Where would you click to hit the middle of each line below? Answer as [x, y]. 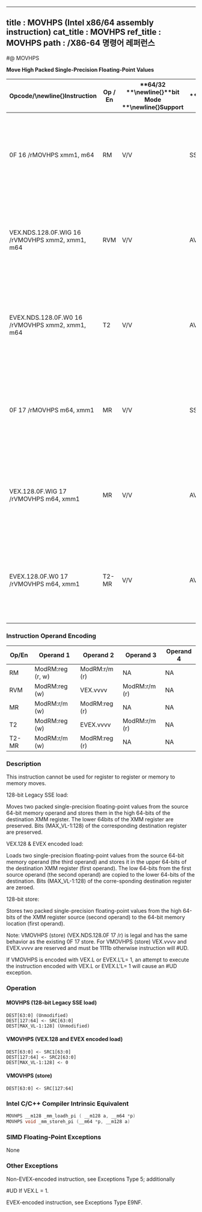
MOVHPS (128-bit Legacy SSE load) [52, 1002]
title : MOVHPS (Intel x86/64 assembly [80, 23]
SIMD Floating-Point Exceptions [54, 1137]
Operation [21, 988]
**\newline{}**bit [153, 92]
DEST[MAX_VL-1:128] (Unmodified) [48, 1026]
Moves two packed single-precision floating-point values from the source [97, 807]
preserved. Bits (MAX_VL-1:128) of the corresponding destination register [97, 826]
